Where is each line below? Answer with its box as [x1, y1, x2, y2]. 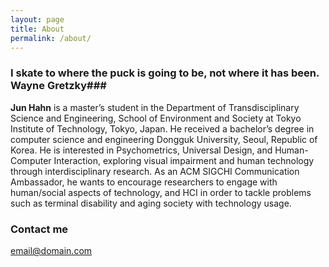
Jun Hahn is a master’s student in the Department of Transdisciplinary [10, 101, 300, 113]
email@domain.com [10, 244, 93, 256]
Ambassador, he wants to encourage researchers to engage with [10, 176, 278, 188]
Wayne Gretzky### [10, 79, 107, 93]
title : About [10, 24, 65, 34]
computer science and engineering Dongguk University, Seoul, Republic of [10, 133, 318, 145]
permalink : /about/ [10, 33, 92, 43]
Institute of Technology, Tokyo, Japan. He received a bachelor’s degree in [10, 122, 315, 135]
